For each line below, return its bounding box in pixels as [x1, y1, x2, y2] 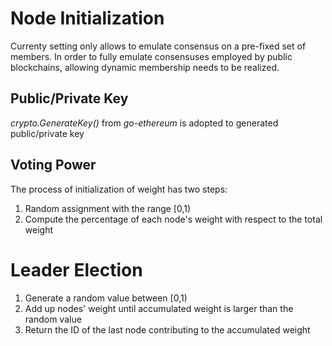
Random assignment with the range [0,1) [24, 202, 192, 214]
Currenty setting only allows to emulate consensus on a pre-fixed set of [10, 40, 307, 52]
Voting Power [10, 157, 97, 174]
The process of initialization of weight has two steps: [10, 183, 228, 195]
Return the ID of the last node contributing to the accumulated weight [24, 323, 311, 336]
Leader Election [10, 258, 143, 281]
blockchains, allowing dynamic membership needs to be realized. [10, 61, 280, 73]
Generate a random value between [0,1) [24, 292, 188, 304]
